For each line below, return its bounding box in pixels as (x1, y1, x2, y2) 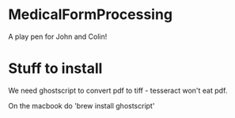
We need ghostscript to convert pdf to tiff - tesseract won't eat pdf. (8, 86, 228, 95)
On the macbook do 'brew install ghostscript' (8, 101, 155, 110)
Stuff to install (8, 59, 103, 78)
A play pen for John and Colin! (8, 32, 108, 41)
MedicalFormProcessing (8, 6, 172, 24)
